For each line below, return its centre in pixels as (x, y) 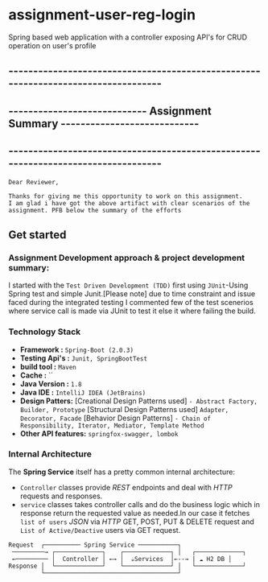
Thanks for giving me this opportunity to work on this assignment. (126, 196)
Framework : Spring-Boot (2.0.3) (77, 349)
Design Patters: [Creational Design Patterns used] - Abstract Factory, (139, 401)
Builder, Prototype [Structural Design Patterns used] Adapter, (124, 409)
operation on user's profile (52, 45)
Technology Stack (45, 332)
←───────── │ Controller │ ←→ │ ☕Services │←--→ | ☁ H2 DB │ (122, 559)
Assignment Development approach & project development (127, 258)
